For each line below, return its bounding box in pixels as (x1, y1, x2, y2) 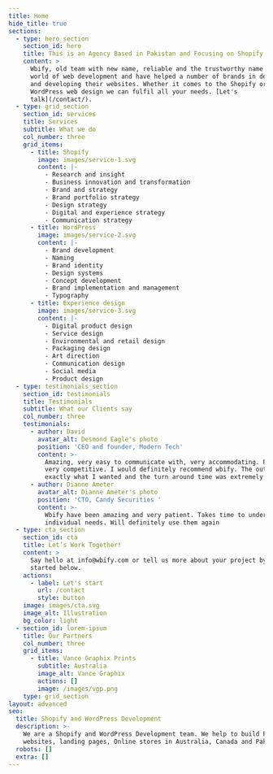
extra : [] (15, 753, 49, 761)
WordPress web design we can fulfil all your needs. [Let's (29, 87, 238, 96)
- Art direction (44, 352, 100, 360)
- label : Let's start (29, 579, 104, 587)
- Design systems (44, 269, 104, 277)
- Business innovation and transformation (44, 178, 191, 187)
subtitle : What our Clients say (23, 405, 132, 413)
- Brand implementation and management (44, 284, 180, 293)
